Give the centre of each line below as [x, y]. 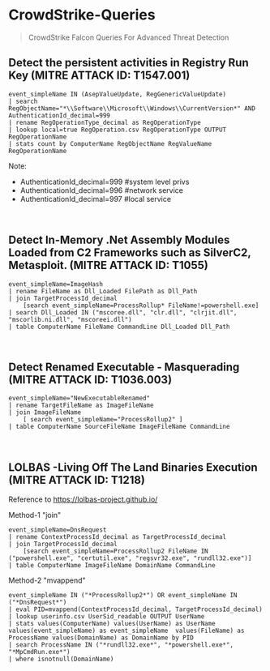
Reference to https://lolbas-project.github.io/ [83, 499]
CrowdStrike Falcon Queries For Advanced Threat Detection [129, 37]
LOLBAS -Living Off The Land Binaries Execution [133, 467]
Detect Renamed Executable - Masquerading [124, 367]
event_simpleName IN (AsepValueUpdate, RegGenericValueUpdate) [118, 94]
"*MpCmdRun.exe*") [39, 652]
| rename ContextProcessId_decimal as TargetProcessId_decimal [118, 537]
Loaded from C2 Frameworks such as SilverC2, [130, 253]
